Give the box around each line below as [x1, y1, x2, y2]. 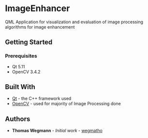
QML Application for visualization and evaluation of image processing [5, 19, 144, 25]
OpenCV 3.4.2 [12, 69, 41, 75]
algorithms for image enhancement [5, 24, 75, 30]
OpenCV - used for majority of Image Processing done [12, 101, 121, 107]
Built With [5, 83, 35, 91]
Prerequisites [5, 53, 37, 60]
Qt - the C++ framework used [12, 95, 72, 102]
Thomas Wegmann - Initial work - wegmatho [12, 128, 103, 134]
